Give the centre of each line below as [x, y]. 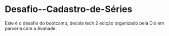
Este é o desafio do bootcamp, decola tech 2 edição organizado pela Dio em [85, 23]
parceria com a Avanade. [31, 28]
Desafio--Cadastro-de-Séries [69, 9]
